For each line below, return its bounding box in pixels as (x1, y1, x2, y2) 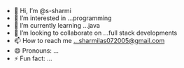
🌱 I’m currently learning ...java (13, 22, 100, 29)
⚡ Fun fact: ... (13, 54, 52, 62)
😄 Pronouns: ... (13, 46, 59, 55)
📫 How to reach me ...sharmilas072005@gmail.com (13, 37, 165, 44)
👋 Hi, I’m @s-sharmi (13, 7, 72, 15)
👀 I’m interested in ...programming (13, 14, 112, 22)
